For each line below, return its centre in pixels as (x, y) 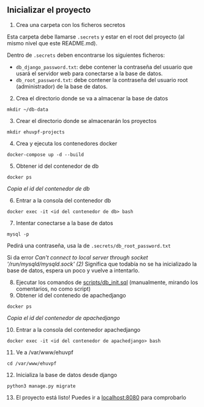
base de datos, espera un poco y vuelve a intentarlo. (73, 270)
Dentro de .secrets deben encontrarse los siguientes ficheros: (86, 55)
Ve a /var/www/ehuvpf (44, 352)
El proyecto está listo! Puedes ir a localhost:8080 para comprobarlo (101, 397)
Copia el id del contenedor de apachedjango (63, 318)
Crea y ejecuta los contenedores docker (66, 143)
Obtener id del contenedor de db (57, 166)
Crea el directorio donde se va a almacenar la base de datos (92, 98)
